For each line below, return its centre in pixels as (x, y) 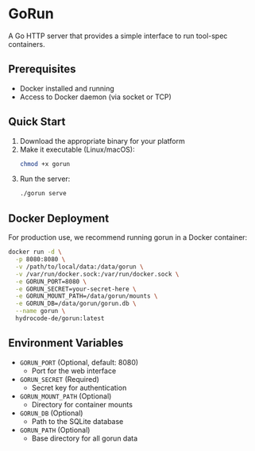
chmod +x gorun (45, 164)
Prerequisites (42, 69)
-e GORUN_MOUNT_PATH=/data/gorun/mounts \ (87, 296)
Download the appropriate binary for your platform (102, 141)
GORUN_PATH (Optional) (55, 430)
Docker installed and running (67, 88)
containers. (27, 44)
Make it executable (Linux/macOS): (77, 149)
